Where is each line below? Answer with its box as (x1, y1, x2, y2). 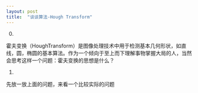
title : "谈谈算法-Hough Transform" (6, 14, 93, 20)
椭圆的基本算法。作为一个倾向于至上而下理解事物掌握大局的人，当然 (26, 49, 192, 56)
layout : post (6, 8, 38, 15)
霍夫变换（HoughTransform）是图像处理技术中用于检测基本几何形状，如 (6, 42, 181, 49)
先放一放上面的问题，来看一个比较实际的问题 (6, 80, 115, 88)
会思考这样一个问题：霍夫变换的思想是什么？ (6, 57, 115, 64)
